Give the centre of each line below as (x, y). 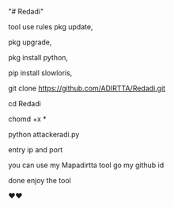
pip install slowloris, (40, 73)
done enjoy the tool (40, 180)
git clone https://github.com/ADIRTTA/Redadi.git (87, 88)
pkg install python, (38, 57)
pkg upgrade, (30, 42)
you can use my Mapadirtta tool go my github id (86, 165)
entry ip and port (36, 149)
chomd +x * (27, 119)
